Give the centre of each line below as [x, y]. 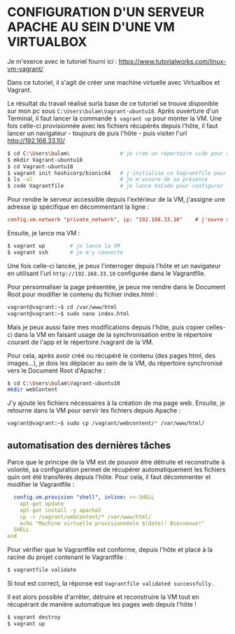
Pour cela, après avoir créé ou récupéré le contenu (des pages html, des [112, 355]
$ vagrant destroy [34, 617]
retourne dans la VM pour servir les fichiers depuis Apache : [94, 411]
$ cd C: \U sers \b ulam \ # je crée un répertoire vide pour [115, 153]
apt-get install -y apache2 [60, 510]
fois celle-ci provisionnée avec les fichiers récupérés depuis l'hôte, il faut [113, 125]
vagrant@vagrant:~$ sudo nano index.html [69, 313]
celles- [216, 327]
